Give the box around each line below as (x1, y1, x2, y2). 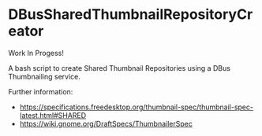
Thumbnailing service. (8, 72, 81, 81)
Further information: (8, 86, 73, 96)
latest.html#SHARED (19, 110, 87, 119)
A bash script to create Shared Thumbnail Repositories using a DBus (8, 63, 231, 72)
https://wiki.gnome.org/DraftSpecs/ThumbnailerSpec (19, 119, 193, 128)
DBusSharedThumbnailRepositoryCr (8, 6, 253, 24)
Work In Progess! (8, 48, 65, 57)
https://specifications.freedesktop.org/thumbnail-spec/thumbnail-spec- (19, 102, 254, 112)
